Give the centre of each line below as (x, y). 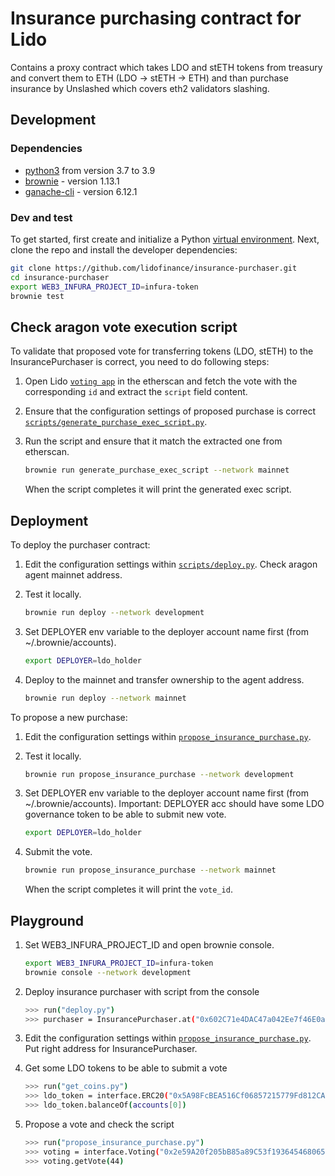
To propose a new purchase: (69, 717)
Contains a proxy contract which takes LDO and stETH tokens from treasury (166, 67)
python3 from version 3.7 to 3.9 (90, 170)
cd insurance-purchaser (60, 277)
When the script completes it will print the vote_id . (128, 889)
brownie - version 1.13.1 (72, 181)
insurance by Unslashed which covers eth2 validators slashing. (140, 88)
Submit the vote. (58, 852)
